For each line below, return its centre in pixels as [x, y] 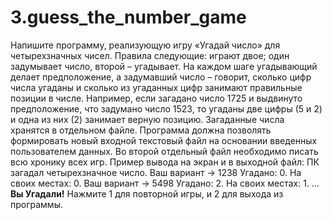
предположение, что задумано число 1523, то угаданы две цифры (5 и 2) [166, 108]
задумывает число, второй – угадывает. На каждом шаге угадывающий [164, 66]
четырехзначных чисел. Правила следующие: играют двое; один [150, 55]
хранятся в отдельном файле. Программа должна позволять [141, 130]
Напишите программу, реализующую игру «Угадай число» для [145, 45]
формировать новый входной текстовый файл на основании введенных [164, 140]
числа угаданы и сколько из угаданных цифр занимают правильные [156, 87]
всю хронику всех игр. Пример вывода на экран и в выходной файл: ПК [165, 162]
